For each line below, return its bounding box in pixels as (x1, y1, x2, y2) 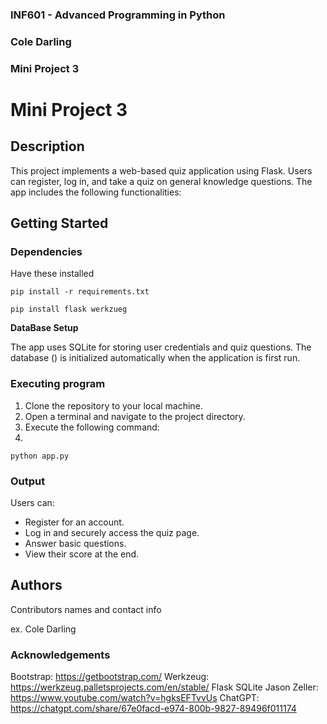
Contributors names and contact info (10, 603, 162, 615)
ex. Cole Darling (10, 623, 77, 635)
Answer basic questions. (24, 538, 127, 550)
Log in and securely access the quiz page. (24, 527, 200, 539)
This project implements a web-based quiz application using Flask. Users (10, 164, 313, 177)
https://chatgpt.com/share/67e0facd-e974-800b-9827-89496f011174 (10, 703, 297, 715)
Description (10, 138, 85, 155)
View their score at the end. (24, 548, 140, 560)
